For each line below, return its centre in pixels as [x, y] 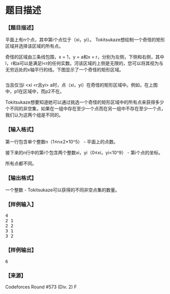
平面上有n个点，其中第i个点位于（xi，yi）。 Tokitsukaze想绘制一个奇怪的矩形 [85, 40]
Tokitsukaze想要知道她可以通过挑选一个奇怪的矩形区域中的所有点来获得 [80, 102]
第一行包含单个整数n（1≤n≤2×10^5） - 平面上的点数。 [62, 141]
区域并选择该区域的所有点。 [34, 46]
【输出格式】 [21, 178]
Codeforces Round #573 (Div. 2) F [41, 287]
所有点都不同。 [21, 163]
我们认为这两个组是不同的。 [34, 115]
